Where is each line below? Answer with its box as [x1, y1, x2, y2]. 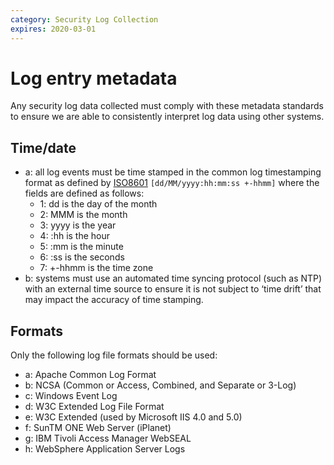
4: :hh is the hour [39, 230, 111, 242]
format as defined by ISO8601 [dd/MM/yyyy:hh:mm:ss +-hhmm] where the [24, 177, 320, 189]
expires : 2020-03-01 [10, 24, 97, 34]
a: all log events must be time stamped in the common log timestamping [24, 166, 322, 178]
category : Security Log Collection [10, 14, 159, 25]
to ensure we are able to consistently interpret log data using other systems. [10, 111, 325, 123]
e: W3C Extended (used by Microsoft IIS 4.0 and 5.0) [24, 411, 243, 423]
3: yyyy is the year [39, 219, 117, 231]
